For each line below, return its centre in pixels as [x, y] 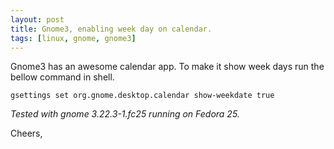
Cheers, [26, 133]
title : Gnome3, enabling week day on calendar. [111, 29]
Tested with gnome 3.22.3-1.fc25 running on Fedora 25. [125, 114]
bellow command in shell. [62, 77]
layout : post [37, 19]
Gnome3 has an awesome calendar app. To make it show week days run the [167, 67]
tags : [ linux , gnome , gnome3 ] [73, 38]
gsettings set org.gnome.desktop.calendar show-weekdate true [142, 96]
